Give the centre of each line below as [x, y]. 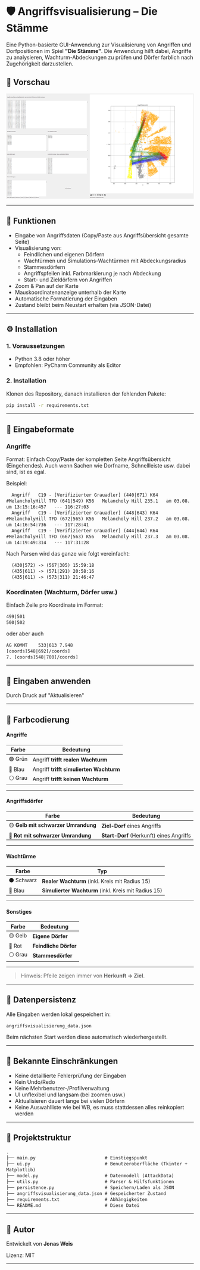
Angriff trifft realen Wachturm [70, 760]
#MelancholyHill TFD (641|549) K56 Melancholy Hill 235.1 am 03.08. [98, 501]
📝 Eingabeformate [40, 429]
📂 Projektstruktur [39, 1138]
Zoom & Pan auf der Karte [47, 286]
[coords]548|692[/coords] [38, 651]
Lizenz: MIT [21, 1255]
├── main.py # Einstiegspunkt [77, 1158]
